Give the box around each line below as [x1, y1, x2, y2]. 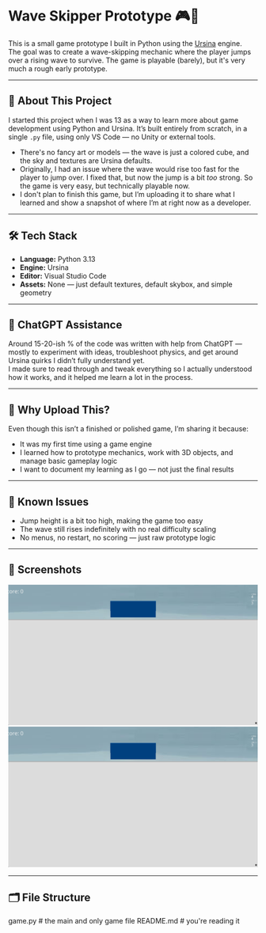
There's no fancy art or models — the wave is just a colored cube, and [19, 147, 249, 157]
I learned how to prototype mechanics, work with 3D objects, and [19, 448, 234, 457]
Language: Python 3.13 [19, 254, 97, 264]
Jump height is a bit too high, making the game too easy [19, 516, 203, 525]
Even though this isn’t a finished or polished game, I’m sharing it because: [8, 424, 249, 434]
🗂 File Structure [8, 891, 91, 905]
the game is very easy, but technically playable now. [19, 180, 190, 191]
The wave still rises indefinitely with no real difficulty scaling [19, 525, 216, 533]
